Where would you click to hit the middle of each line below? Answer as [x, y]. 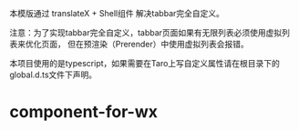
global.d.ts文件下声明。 [53, 75]
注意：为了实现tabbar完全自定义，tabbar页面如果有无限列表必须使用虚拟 [146, 33]
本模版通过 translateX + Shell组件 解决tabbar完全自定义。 [117, 13]
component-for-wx [83, 112]
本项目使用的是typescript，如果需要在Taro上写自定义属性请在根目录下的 [145, 63]
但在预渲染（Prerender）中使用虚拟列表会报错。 [158, 44]
